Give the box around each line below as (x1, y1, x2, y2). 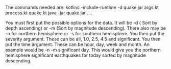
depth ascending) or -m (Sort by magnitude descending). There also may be (5, 25, 166, 31)
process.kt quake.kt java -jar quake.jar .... (5, 10, 93, 16)
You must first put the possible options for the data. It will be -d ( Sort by (5, 20, 158, 26)
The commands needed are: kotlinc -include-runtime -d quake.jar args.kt (5, 5, 159, 10)
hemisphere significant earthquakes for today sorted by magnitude (5, 52, 146, 58)
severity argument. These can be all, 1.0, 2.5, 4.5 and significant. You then (5, 36, 161, 42)
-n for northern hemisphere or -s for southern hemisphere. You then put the (5, 31, 165, 36)
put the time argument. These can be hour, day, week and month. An (5, 41, 150, 48)
